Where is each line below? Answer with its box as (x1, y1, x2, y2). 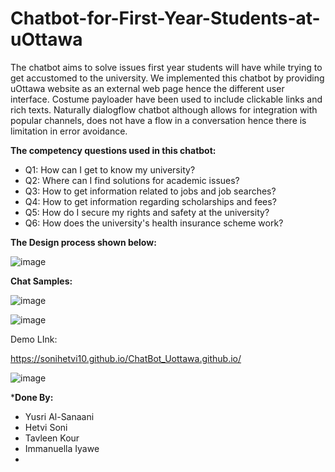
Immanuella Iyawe (24, 442, 100, 454)
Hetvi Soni (24, 421, 68, 433)
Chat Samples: (10, 275, 73, 287)
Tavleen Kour (24, 432, 80, 444)
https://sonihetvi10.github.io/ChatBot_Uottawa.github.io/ (10, 352, 242, 364)
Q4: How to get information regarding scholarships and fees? (24, 195, 277, 207)
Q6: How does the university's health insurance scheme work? (24, 217, 284, 229)
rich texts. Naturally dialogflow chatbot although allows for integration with (10, 103, 318, 116)
